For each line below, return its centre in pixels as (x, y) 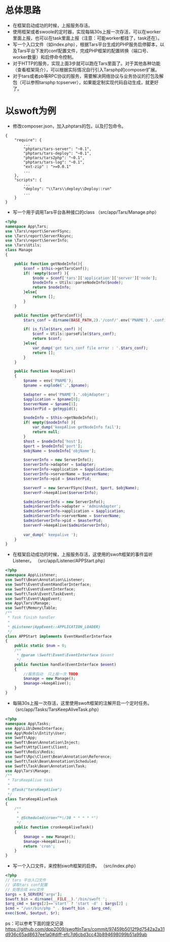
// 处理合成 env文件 (25, 889)
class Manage (19, 250)
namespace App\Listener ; (31, 575)
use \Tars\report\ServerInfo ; (37, 241)
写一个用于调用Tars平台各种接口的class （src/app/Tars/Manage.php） (86, 212)
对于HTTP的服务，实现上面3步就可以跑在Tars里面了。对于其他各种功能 (87, 63)
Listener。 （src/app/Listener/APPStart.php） (60, 561)
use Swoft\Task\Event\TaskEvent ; (40, 594)
